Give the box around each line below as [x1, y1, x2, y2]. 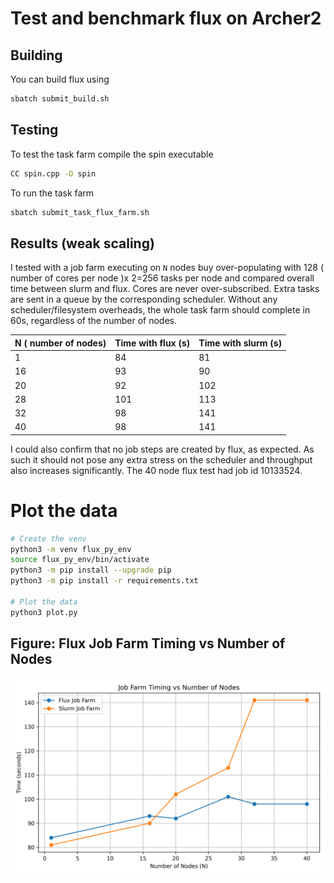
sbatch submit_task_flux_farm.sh [10, 207, 150, 217]
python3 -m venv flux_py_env [10, 544, 132, 554]
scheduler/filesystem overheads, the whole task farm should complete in [10, 304, 311, 316]
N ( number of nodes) [14, 337, 107, 349]
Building [10, 47, 63, 64]
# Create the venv [10, 533, 87, 544]
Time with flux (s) [114, 337, 191, 349]
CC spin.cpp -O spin [10, 168, 97, 179]
